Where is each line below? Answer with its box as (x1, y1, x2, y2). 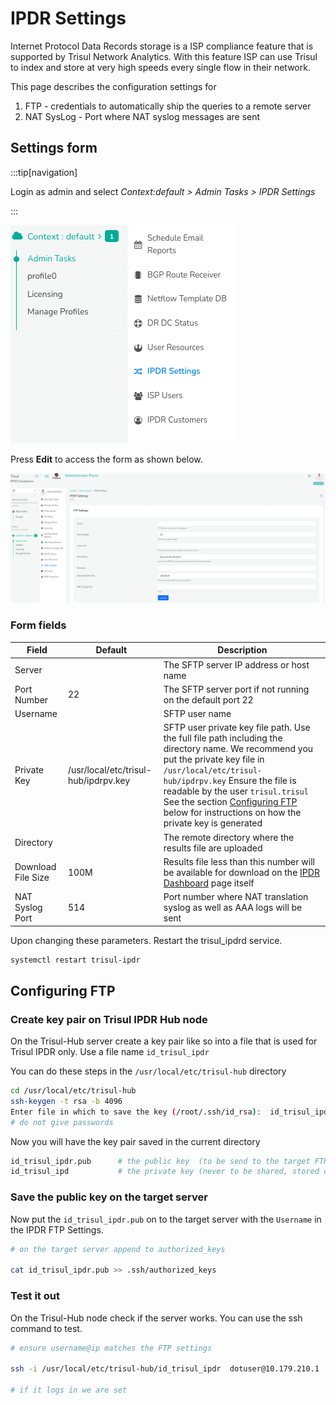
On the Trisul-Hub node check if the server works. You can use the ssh (10, 1312, 303, 1324)
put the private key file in (163, 753, 265, 766)
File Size (14, 872, 50, 884)
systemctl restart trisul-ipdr (10, 955, 141, 965)
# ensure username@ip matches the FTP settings (10, 1343, 213, 1353)
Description (217, 644, 268, 656)
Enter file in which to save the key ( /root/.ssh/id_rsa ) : (10, 1107, 262, 1117)
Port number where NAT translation (163, 891, 309, 902)
